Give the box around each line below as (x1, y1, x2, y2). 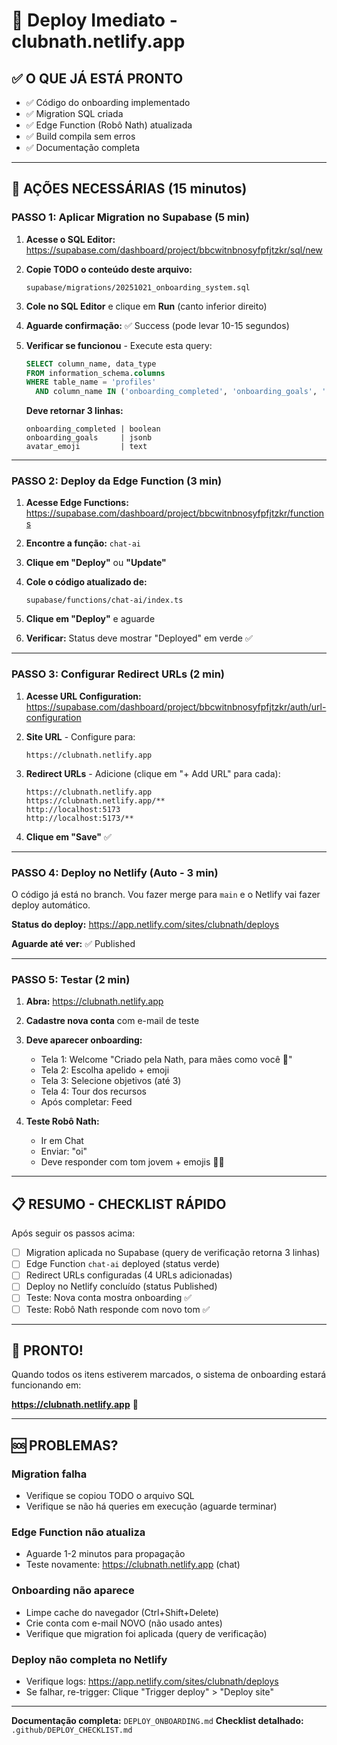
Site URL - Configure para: (25, 730, 136, 743)
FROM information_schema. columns (25, 368, 166, 378)
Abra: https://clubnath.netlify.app (25, 995, 164, 1008)
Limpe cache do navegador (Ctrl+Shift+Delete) (25, 1606, 219, 1618)
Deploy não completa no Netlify (11, 1652, 168, 1666)
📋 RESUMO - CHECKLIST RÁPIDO (11, 1195, 227, 1213)
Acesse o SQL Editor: (25, 233, 116, 245)
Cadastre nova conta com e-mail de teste (25, 1015, 200, 1027)
